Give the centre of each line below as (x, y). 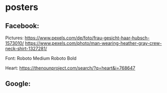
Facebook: (22, 26)
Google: (18, 84)
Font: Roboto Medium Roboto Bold (41, 58)
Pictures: (14, 38)
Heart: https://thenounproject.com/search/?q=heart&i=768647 (70, 68)
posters (22, 7)
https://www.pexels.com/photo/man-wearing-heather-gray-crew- (94, 43)
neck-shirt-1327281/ (26, 49)
